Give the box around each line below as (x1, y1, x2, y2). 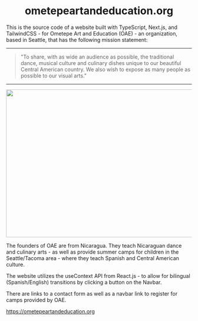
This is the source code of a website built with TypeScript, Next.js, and (6, 24, 178, 31)
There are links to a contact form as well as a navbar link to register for (6, 290, 178, 297)
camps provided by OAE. (6, 296, 67, 303)
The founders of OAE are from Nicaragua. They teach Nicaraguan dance (6, 242, 182, 249)
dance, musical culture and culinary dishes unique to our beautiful (20, 59, 181, 66)
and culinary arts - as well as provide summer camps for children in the (6, 248, 179, 255)
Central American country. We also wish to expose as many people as (20, 66, 190, 73)
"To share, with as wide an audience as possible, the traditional (20, 53, 174, 60)
